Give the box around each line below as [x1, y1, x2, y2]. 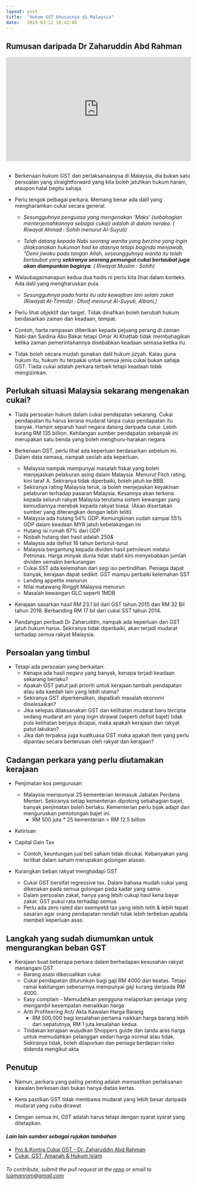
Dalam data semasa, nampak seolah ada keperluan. [14, 453, 140, 461]
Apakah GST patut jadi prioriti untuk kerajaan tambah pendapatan [23, 682, 182, 689]
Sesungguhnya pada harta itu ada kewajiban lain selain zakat [23, 291, 174, 298]
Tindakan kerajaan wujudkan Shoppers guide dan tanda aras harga [23, 1027, 186, 1034]
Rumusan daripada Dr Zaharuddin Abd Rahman [6, 41, 182, 51]
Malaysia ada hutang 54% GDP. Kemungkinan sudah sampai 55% [23, 514, 182, 522]
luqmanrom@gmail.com [6, 1172, 64, 1179]
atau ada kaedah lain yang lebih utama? [23, 688, 119, 695]
